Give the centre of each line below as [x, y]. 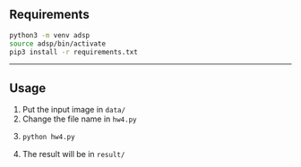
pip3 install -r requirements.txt [74, 52]
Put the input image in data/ [74, 110]
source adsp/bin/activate [57, 44]
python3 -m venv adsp [50, 35]
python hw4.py [48, 138]
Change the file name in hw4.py [79, 119]
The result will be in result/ [73, 154]
